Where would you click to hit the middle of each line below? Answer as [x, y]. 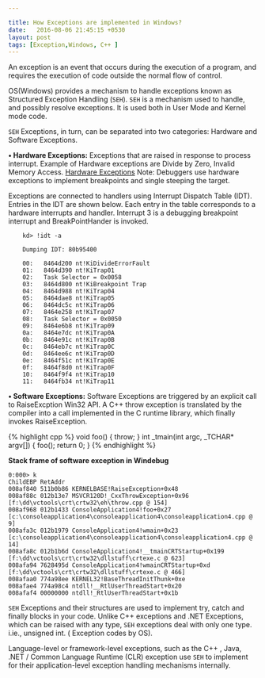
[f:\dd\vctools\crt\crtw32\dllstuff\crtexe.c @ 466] [97, 573]
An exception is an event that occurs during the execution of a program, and [132, 67]
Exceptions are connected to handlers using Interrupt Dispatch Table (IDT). [130, 196]
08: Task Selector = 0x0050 [72, 319]
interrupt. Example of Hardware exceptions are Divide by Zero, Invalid [122, 164]
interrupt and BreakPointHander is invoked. [78, 221]
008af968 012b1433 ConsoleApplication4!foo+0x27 [90, 510]
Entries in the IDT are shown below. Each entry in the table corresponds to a [132, 205]
